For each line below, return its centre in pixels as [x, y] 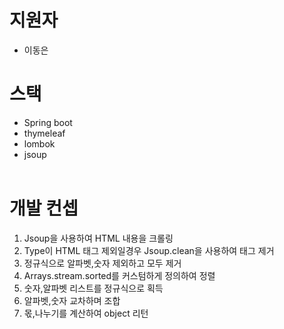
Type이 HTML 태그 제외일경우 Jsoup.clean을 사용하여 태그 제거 [149, 250]
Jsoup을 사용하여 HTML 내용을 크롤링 [98, 238]
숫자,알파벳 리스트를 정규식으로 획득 [93, 288]
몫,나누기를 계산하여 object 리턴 [86, 313]
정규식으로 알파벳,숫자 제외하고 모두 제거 [102, 263]
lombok [39, 143]
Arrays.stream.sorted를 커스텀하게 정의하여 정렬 [119, 275]
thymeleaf [44, 133]
